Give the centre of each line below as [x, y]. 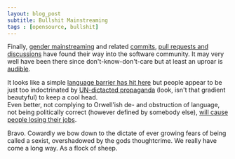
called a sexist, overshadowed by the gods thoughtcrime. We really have [112, 141]
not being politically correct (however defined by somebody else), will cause [118, 112]
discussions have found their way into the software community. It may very [116, 54]
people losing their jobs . [42, 120]
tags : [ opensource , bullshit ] [53, 27]
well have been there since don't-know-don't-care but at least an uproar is [115, 62]
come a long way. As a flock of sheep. [62, 148]
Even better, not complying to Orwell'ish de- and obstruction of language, [114, 105]
